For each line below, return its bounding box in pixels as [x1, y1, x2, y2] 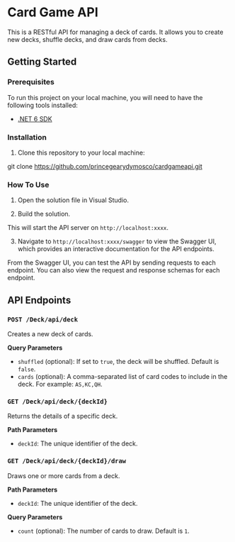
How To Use [7, 179, 50, 189]
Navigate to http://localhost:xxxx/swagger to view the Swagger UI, [17, 237, 217, 245]
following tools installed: [7, 101, 78, 109]
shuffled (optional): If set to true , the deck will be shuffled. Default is [17, 357, 219, 365]
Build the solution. [17, 210, 71, 219]
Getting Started [7, 56, 77, 68]
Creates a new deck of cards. [7, 329, 93, 338]
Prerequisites [7, 77, 55, 87]
